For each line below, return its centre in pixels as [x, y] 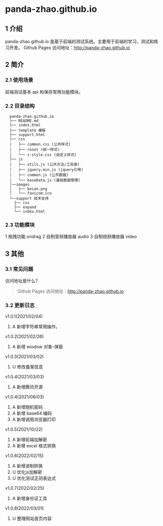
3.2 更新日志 [20, 305]
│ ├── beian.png [29, 189]
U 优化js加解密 [27, 472]
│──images [20, 184]
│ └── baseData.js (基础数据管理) [45, 180]
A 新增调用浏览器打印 [34, 420]
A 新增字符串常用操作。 [36, 327]
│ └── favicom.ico [31, 193]
